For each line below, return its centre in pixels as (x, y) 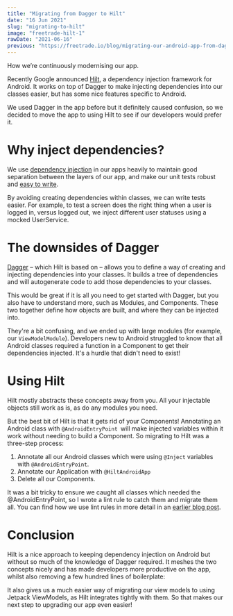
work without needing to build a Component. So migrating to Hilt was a (108, 435)
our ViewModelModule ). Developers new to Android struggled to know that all (115, 338)
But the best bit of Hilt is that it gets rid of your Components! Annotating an (114, 421)
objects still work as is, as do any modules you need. (83, 408)
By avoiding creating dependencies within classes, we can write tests (106, 197)
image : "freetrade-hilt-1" (46, 33)
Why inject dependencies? (86, 150)
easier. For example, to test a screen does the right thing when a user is (109, 205)
